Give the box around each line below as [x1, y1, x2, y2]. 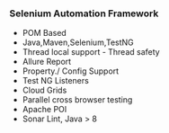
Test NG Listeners [22, 75, 90, 86]
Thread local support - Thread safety [22, 47, 160, 58]
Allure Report [22, 57, 72, 67]
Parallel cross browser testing [22, 94, 133, 105]
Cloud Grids [22, 84, 67, 96]
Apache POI [22, 104, 67, 115]
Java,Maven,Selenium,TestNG [22, 37, 135, 48]
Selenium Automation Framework [9, 7, 159, 20]
